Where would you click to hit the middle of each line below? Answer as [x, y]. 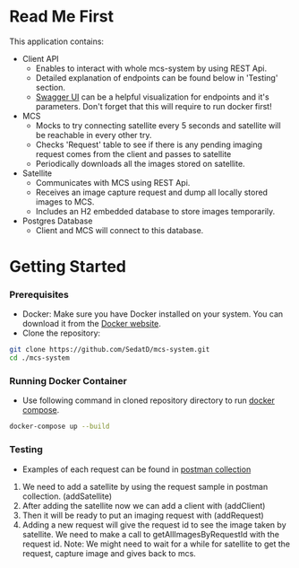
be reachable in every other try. [94, 135]
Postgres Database [57, 221]
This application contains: [57, 41]
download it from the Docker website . [91, 324]
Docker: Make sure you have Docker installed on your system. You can [153, 314]
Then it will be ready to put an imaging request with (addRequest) [143, 515]
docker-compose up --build [60, 427]
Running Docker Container [68, 381]
